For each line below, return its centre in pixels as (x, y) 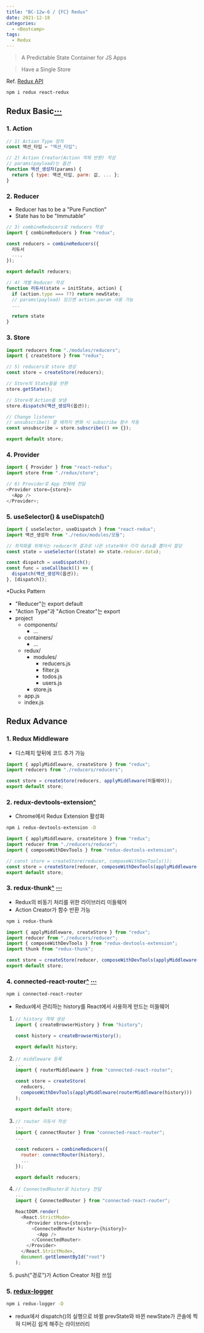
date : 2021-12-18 (28, 18)
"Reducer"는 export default (49, 603)
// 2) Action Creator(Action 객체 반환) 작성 (61, 158)
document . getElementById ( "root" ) (63, 1257)
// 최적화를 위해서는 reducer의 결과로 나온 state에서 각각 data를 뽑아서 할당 (94, 546)
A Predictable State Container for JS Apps (74, 58)
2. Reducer (23, 196)
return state (28, 316)
